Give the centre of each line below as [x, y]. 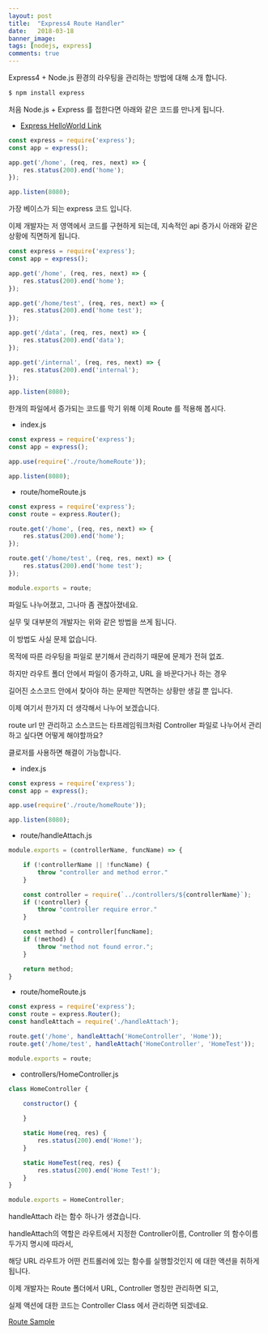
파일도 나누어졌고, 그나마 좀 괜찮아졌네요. [73, 605]
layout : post [30, 16]
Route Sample [32, 1322]
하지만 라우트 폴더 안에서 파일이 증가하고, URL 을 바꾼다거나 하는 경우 [118, 673]
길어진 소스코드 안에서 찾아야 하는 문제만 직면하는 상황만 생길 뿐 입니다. [121, 690]
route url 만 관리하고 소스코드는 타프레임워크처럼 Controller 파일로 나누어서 [128, 724]
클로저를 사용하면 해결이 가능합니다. [65, 752]
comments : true [34, 53]
